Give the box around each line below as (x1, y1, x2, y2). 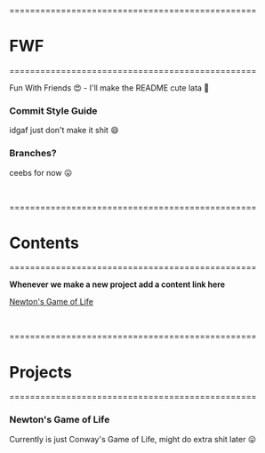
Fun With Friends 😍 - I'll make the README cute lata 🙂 (9, 82, 210, 93)
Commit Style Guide (9, 104, 98, 116)
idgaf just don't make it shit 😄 (9, 125, 119, 136)
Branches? (9, 147, 57, 160)
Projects (9, 362, 73, 382)
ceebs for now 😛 (9, 167, 73, 178)
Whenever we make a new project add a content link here (9, 279, 225, 290)
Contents (9, 233, 80, 253)
